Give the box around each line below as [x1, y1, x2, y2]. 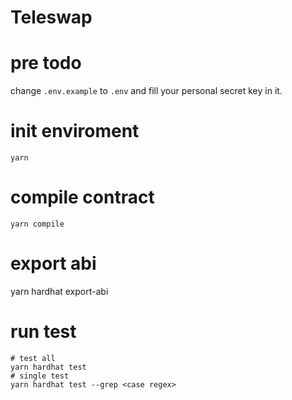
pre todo [10, 52, 82, 75]
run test [10, 321, 77, 343]
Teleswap [10, 6, 93, 29]
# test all [10, 353, 56, 363]
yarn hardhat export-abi [10, 285, 109, 297]
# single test [10, 371, 70, 381]
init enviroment [10, 120, 140, 143]
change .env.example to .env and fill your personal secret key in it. [10, 85, 283, 97]
